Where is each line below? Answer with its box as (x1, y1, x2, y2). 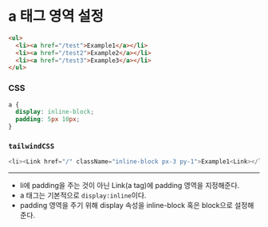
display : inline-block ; (15, 108, 94, 116)
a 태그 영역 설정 (8, 7, 104, 25)
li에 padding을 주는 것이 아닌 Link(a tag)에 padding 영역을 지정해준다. (19, 181, 240, 190)
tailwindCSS (8, 142, 55, 151)
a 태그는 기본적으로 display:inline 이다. (19, 190, 147, 200)
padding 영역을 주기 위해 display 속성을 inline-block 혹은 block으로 (19, 201, 233, 210)
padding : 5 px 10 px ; (15, 115, 81, 123)
